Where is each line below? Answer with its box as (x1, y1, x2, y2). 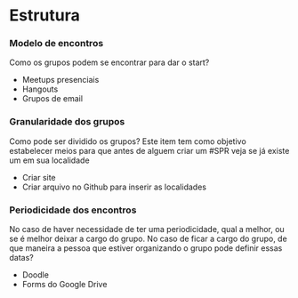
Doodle (21, 270, 49, 280)
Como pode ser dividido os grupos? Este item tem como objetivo (9, 135, 246, 147)
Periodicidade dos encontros (9, 204, 137, 216)
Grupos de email (21, 93, 83, 104)
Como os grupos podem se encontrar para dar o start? (9, 57, 210, 68)
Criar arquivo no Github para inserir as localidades (21, 181, 207, 192)
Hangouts (21, 84, 59, 94)
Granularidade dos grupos (9, 116, 125, 128)
